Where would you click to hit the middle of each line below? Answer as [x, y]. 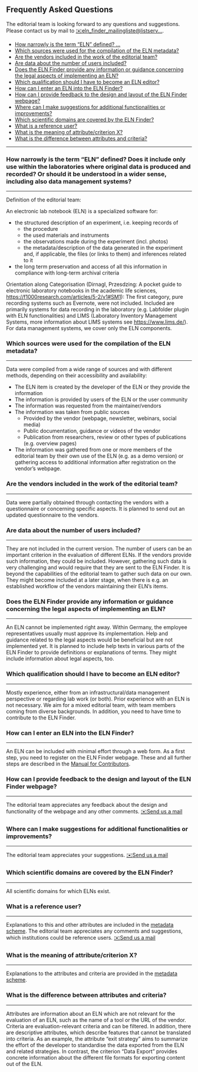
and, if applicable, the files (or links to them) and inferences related [105, 254]
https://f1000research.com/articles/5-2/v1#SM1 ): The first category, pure [95, 297]
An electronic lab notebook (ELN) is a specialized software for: [82, 211]
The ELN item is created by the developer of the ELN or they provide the [102, 387]
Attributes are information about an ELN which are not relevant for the [91, 1014]
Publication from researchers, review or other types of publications [105, 437]
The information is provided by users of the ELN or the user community [101, 400]
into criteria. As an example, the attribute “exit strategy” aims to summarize [97, 1038]
